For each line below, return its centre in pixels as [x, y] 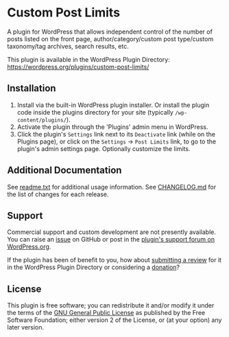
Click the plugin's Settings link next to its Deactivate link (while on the [116, 134]
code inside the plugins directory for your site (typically [95, 112]
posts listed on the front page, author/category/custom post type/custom [110, 38]
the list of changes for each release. [58, 194]
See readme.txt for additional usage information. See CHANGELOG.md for [112, 187]
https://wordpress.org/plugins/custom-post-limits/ [78, 67]
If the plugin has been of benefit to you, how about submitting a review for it [114, 260]
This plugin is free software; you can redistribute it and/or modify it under [111, 305]
